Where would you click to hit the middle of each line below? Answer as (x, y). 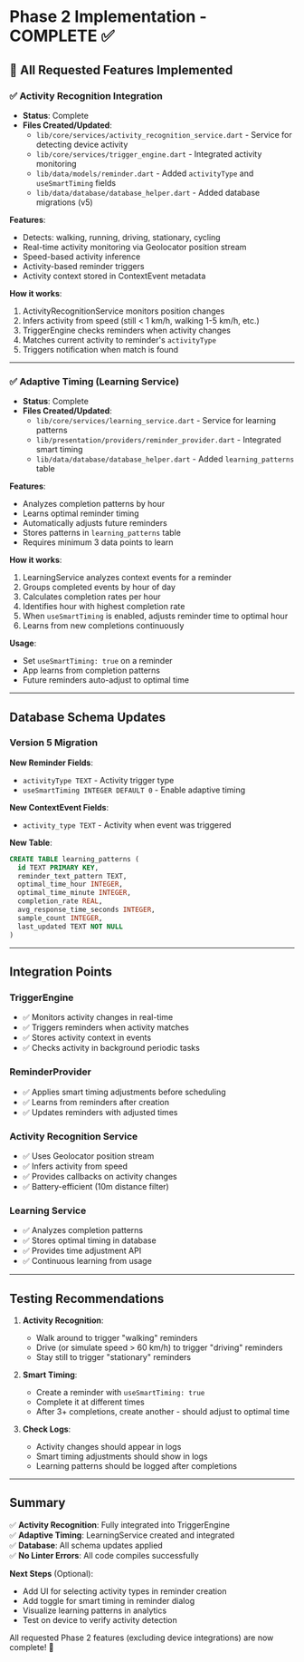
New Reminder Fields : (51, 763)
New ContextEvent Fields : (59, 807)
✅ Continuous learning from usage (87, 1261)
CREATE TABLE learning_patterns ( (75, 859)
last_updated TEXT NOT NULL (71, 927)
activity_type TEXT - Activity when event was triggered (127, 825)
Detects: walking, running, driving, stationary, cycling (121, 237)
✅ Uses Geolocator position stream (88, 1156)
